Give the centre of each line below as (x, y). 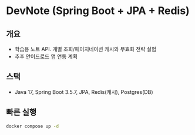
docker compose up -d (33, 126)
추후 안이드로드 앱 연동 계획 (46, 56)
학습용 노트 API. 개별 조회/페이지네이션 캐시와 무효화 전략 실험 (85, 49)
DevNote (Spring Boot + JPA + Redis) (98, 11)
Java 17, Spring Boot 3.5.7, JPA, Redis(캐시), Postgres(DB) (84, 92)
